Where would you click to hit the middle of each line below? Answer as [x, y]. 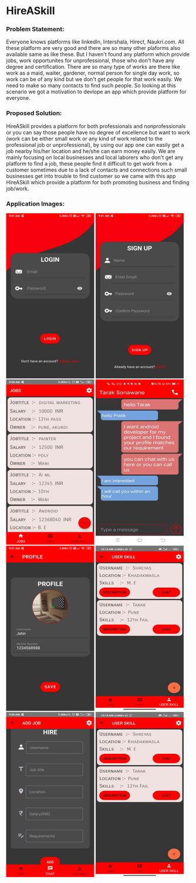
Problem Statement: [35, 29]
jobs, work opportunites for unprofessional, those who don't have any [90, 60]
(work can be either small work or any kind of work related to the [85, 139]
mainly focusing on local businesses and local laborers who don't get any [95, 157]
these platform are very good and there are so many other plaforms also [93, 48]
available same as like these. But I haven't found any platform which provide [98, 55]
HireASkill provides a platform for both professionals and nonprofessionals [96, 126]
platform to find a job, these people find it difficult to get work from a [89, 163]
